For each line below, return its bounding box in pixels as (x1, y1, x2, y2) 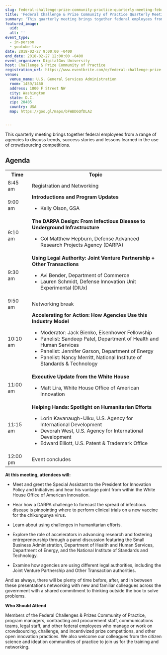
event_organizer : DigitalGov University (5, 58, 90, 63)
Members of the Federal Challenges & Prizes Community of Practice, (5, 612, 146, 618)
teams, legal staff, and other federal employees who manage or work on (5, 623, 153, 629)
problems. (5, 593, 26, 599)
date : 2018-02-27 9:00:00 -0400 (5, 49, 72, 54)
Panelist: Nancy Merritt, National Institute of (40, 354, 142, 361)
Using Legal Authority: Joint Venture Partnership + (32, 254, 155, 261)
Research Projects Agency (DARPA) (40, 241, 124, 248)
